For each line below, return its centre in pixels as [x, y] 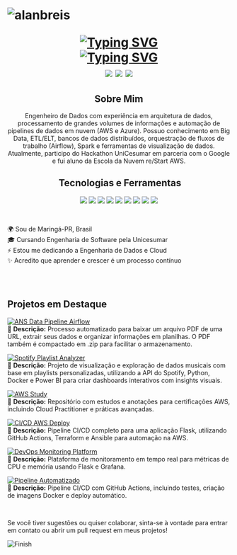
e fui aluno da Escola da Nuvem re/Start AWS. [119, 161]
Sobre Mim [119, 99]
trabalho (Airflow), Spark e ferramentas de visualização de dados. [119, 146]
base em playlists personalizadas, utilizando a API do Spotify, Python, [109, 372]
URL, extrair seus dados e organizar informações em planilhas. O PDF [109, 336]
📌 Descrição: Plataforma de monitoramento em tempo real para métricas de [118, 459]
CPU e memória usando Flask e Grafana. [67, 467]
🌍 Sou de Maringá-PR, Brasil [50, 229]
